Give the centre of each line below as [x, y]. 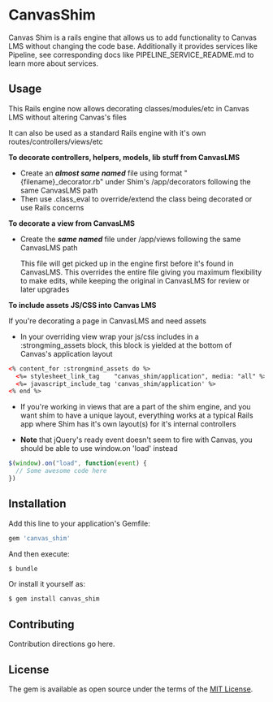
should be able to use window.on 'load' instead [99, 448]
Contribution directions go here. [62, 644]
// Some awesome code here [61, 471]
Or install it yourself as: [47, 584]
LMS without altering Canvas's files [68, 117]
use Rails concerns [52, 207]
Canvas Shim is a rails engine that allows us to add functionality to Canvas [133, 37]
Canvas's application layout [66, 353]
